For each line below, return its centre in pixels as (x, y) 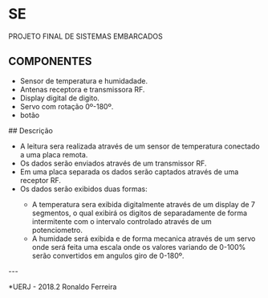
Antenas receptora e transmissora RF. (82, 89)
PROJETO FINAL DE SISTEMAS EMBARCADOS (85, 36)
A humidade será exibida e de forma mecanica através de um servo (144, 239)
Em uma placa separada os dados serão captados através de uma (129, 171)
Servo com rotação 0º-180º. (67, 106)
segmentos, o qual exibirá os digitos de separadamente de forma (139, 213)
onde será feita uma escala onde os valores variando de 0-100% (139, 247)
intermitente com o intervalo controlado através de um (122, 221)
